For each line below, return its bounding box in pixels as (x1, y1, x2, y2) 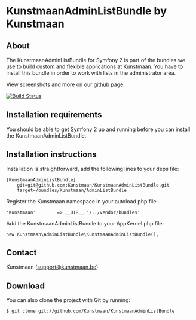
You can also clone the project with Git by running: (6, 297, 130, 304)
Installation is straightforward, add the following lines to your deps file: (6, 165, 179, 172)
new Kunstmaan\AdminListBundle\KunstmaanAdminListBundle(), (6, 231, 160, 237)
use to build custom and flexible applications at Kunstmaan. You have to (6, 63, 183, 70)
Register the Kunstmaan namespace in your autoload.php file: (6, 197, 158, 205)
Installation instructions (6, 150, 97, 160)
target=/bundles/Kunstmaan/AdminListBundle (17, 187, 127, 193)
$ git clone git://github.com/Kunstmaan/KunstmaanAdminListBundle (6, 308, 175, 315)
